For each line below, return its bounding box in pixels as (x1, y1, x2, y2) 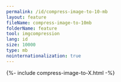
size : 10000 (6, 42, 36, 48)
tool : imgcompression (6, 31, 60, 37)
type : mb (6, 48, 28, 53)
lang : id (6, 36, 28, 42)
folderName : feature (6, 25, 58, 31)
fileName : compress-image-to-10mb (6, 20, 92, 26)
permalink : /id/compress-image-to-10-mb (6, 8, 108, 15)
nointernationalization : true (6, 53, 82, 59)
